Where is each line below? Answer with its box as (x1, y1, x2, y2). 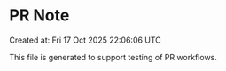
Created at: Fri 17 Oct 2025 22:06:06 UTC (9, 35, 161, 45)
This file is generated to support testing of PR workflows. (9, 51, 217, 62)
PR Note (9, 5, 70, 26)
